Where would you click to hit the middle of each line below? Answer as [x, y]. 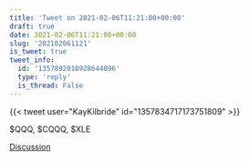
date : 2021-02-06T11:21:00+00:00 [73, 35]
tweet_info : [32, 60]
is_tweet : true [38, 52]
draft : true [32, 26]
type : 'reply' [44, 77]
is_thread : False [51, 86]
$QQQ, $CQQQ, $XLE [50, 129]
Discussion [30, 146]
